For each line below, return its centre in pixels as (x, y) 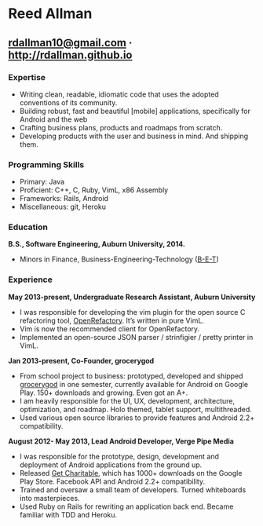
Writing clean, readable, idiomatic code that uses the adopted (119, 94)
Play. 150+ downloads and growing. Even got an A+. (104, 393)
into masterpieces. (49, 498)
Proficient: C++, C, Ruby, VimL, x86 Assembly (94, 190)
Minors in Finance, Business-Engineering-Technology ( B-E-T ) (119, 259)
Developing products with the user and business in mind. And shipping (134, 136)
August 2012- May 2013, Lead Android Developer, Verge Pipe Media (121, 441)
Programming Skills (46, 164)
